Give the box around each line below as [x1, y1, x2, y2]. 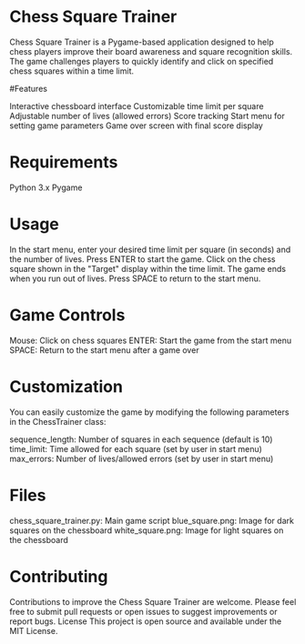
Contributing [9, 566, 108, 587]
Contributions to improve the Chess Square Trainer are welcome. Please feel [9, 596, 297, 607]
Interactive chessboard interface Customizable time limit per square [9, 100, 264, 111]
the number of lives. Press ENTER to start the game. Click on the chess [9, 253, 276, 265]
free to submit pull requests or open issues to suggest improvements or [9, 606, 278, 617]
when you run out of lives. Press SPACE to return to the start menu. [9, 273, 261, 284]
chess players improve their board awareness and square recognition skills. [9, 45, 293, 56]
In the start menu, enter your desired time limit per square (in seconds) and [9, 244, 291, 255]
